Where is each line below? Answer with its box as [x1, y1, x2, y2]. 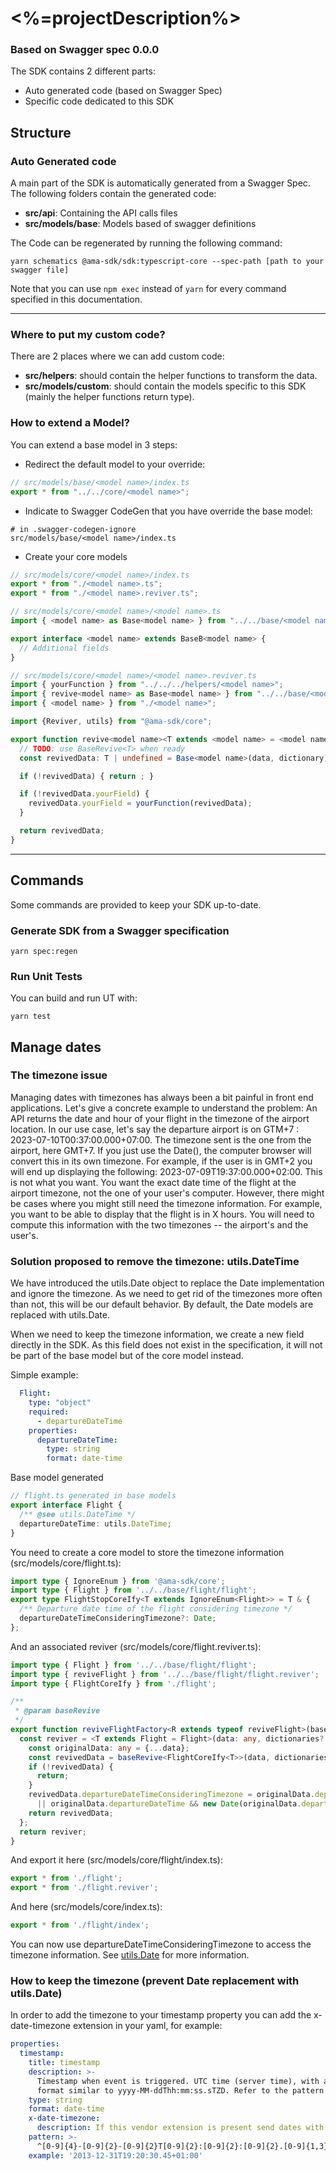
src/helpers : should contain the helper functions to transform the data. [24, 370, 318, 382]
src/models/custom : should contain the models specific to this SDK [24, 380, 307, 392]
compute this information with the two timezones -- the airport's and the [10, 1218, 309, 1231]
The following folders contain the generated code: [10, 188, 217, 200]
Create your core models [24, 550, 128, 562]
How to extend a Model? [10, 416, 130, 430]
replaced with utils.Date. [10, 1309, 111, 1321]
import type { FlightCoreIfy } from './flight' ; [10, 1678, 217, 1689]
